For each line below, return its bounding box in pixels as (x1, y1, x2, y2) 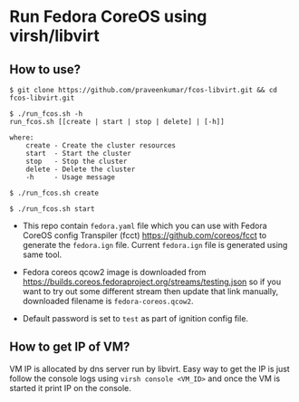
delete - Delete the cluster (25, 165, 136, 174)
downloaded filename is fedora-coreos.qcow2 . (22, 296, 194, 306)
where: (9, 133, 34, 142)
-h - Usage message (25, 173, 116, 182)
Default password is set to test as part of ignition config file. (22, 313, 249, 323)
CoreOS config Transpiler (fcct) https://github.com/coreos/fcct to (22, 230, 267, 241)
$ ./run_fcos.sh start (9, 205, 95, 214)
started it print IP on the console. (9, 382, 131, 393)
